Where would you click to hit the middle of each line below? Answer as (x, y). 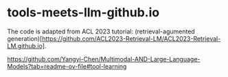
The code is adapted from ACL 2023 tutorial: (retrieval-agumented (101, 31)
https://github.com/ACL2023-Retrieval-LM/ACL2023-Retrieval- (132, 38)
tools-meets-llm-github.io (83, 13)
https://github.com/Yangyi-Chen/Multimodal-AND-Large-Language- (104, 59)
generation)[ (25, 38)
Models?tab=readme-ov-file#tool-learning (67, 66)
